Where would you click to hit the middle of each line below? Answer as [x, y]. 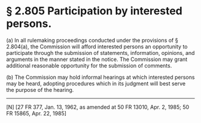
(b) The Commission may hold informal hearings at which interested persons [100, 77]
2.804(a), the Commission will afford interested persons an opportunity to [97, 47]
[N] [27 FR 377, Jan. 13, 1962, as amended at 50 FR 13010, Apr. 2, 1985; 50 [98, 107]
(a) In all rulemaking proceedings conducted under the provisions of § [92, 40]
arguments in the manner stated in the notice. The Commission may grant [97, 59]
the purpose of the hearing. [40, 90]
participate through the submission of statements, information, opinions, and [100, 53]
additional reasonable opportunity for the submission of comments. [89, 65]
